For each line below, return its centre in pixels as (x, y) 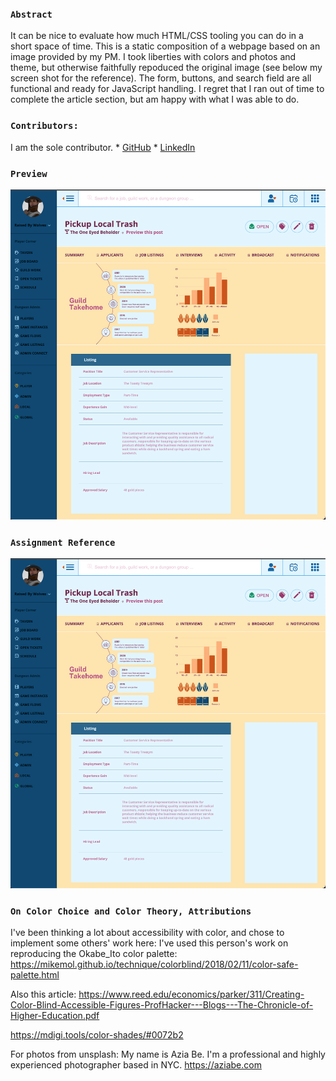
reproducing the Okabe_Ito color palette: (94, 953)
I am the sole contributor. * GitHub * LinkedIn (103, 147)
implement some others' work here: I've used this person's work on (149, 943)
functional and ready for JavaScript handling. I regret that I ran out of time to (167, 89)
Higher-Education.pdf (55, 1015)
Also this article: (43, 994)
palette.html (35, 974)
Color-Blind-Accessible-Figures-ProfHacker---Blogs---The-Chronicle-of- (162, 1004)
